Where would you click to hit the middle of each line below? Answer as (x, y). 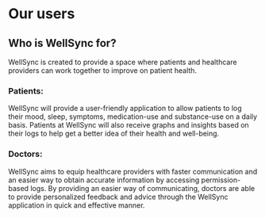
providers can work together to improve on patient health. (102, 71)
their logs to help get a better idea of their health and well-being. (114, 134)
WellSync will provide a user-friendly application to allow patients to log (125, 109)
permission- (221, 180)
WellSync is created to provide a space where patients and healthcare (123, 62)
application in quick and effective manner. (77, 205)
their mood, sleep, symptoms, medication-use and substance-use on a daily (133, 117)
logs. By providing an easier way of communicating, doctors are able (143, 188)
